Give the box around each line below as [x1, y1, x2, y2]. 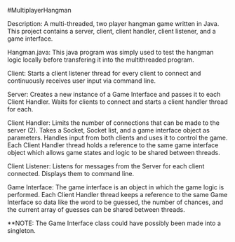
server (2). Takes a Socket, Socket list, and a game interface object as [7, 126, 210, 134]
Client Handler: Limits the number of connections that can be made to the [7, 119, 220, 127]
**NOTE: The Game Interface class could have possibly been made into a [7, 219, 221, 227]
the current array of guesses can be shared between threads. [7, 206, 186, 213]
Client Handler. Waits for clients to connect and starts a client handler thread [7, 98, 228, 106]
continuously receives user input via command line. [7, 76, 156, 85]
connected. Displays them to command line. [7, 170, 135, 177]
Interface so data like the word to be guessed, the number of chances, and [7, 198, 223, 206]
